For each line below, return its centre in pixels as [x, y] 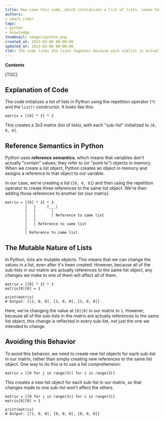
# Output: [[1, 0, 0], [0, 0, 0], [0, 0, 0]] [52, 414]
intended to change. [25, 326]
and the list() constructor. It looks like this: [50, 107]
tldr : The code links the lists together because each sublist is [74, 51]
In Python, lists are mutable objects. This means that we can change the [78, 259]
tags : [11, 23]
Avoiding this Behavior [41, 342]
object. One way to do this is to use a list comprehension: [63, 364]
